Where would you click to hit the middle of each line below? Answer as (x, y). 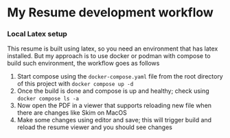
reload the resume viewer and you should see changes (95, 127)
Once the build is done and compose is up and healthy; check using (113, 91)
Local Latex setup (37, 34)
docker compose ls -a (48, 99)
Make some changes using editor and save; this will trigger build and (114, 120)
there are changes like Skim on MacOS (72, 113)
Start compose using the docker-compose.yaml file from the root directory (120, 77)
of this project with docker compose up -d (75, 84)
